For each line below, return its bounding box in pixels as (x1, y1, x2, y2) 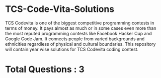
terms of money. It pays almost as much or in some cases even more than (5, 25, 157, 31)
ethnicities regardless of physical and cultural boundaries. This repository (5, 41, 156, 47)
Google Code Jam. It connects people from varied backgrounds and (5, 36, 145, 42)
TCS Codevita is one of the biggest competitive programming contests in (5, 20, 155, 26)
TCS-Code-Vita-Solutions (5, 3, 114, 15)
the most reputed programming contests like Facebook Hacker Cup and (5, 30, 152, 36)
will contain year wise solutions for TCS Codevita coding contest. (5, 46, 139, 52)
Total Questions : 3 (5, 64, 84, 75)
